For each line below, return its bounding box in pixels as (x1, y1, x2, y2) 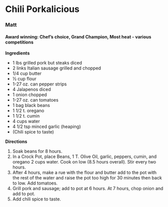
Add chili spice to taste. (12, 196, 61, 202)
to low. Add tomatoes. (12, 180, 58, 186)
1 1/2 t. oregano (12, 107, 44, 113)
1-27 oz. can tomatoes (12, 97, 59, 103)
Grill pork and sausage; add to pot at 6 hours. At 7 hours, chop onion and (12, 185, 163, 191)
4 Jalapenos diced (12, 86, 51, 92)
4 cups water (12, 118, 40, 124)
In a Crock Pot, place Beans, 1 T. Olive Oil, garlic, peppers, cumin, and (12, 153, 157, 159)
